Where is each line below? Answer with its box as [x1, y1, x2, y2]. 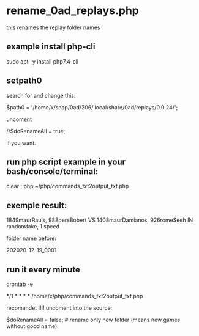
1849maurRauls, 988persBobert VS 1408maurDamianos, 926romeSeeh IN [6, 216, 193, 224]
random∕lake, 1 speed [6, 223, 60, 230]
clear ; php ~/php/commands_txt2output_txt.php [6, 183, 129, 190]
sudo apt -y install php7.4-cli [6, 57, 78, 65]
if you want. [6, 139, 36, 147]
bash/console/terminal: [6, 166, 99, 177]
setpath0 [6, 76, 42, 86]
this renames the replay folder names [6, 24, 100, 31]
